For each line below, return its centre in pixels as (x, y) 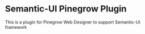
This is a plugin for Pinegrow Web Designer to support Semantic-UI (73, 22)
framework (16, 27)
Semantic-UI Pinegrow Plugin (66, 9)
